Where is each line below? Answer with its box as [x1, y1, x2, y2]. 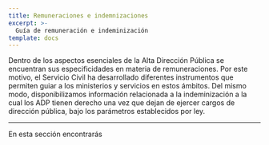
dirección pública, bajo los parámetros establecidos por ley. [8, 107, 206, 116]
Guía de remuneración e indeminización [15, 26, 149, 34]
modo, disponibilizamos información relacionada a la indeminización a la [8, 89, 247, 100]
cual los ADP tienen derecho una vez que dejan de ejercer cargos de [8, 98, 235, 108]
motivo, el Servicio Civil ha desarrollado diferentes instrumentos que [8, 72, 234, 82]
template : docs [8, 33, 59, 42]
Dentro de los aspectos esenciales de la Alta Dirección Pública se [8, 56, 224, 65]
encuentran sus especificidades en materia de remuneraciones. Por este [8, 65, 248, 74]
